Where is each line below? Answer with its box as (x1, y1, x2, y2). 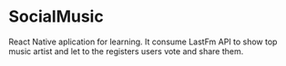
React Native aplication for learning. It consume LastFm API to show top (8, 36, 278, 47)
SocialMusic (8, 6, 104, 27)
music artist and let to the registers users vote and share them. (8, 45, 244, 56)
